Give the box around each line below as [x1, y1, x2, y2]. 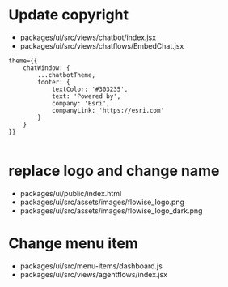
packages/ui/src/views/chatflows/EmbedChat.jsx [19, 41, 184, 50]
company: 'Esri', [51, 99, 111, 107]
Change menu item [8, 234, 139, 253]
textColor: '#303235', [51, 85, 129, 93]
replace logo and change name [8, 162, 220, 180]
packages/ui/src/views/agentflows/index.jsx [19, 269, 168, 279]
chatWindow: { [23, 63, 70, 72]
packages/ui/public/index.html [19, 188, 122, 198]
